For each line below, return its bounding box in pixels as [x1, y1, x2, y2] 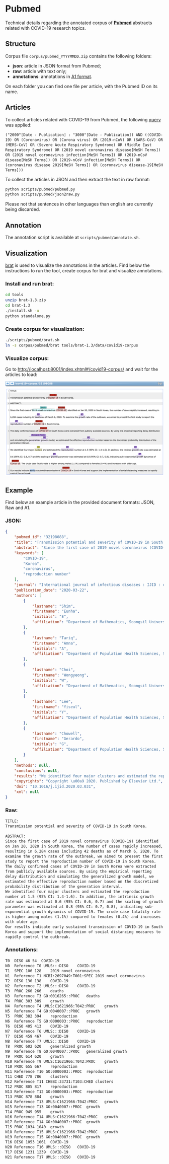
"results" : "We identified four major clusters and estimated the [14, 773, 156, 778]
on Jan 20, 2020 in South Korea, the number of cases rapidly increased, [5, 844, 163, 849]
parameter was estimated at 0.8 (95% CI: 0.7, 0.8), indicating [5, 904, 143, 909]
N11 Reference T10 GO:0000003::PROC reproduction [5, 1069, 114, 1074]
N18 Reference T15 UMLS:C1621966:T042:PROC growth [5, 1129, 118, 1134]
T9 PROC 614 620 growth [5, 1054, 64, 1059]
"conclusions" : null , [14, 768, 59, 773]
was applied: [5, 122, 32, 128]
